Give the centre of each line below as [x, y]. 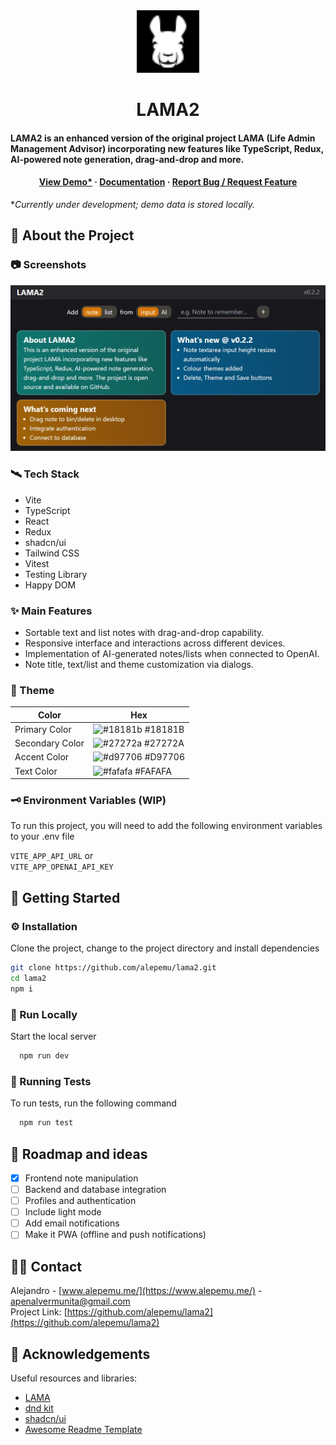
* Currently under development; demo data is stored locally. [132, 204]
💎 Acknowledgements [80, 1354]
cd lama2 [28, 979]
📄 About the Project [72, 235]
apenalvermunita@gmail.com [70, 1301]
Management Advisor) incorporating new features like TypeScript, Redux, [167, 148]
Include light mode [63, 1212]
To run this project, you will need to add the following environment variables [166, 826]
